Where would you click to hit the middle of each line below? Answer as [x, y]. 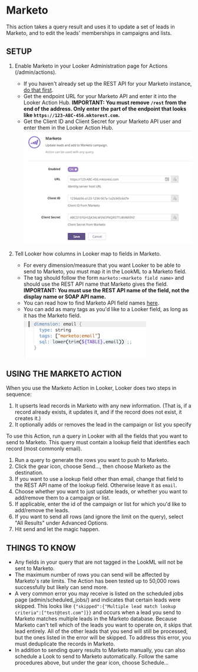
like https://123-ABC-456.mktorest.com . [72, 115]
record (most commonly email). [44, 449]
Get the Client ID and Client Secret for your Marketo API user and [102, 121]
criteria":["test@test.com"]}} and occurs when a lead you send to [98, 612]
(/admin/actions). [36, 72]
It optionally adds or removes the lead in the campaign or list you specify [103, 425]
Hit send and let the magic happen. [57, 529]
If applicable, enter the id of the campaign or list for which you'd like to [100, 504]
